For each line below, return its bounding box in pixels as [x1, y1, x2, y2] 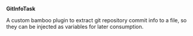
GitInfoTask [6, 5, 36, 12]
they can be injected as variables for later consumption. [6, 23, 144, 30]
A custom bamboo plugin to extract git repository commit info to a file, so [6, 17, 187, 23]
